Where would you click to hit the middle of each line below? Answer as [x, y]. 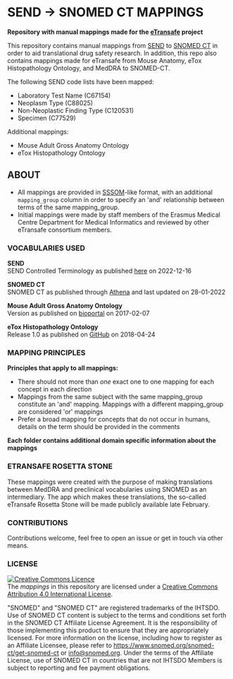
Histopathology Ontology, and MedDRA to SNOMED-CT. [89, 68]
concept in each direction [55, 389]
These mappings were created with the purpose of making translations [110, 482]
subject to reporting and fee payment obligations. [79, 668]
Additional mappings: [38, 131]
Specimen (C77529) [46, 118]
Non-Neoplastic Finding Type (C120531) [76, 110]
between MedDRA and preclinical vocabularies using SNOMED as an [107, 489]
